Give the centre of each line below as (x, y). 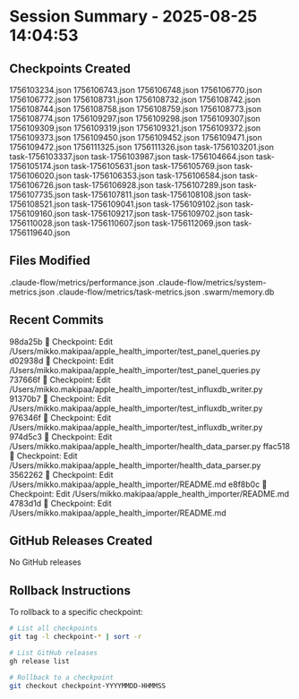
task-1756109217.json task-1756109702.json (152, 213)
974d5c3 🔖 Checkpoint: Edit (61, 437)
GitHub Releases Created (81, 541)
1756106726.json (40, 185)
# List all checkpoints (54, 628)
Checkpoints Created (70, 68)
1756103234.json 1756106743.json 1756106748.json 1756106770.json (136, 90)
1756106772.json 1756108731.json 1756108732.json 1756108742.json (135, 99)
